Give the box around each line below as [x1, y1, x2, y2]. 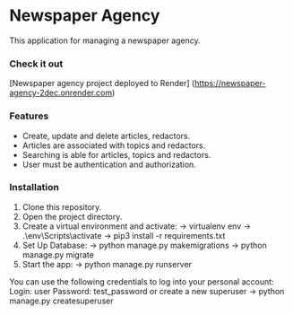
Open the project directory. [22, 211, 123, 222]
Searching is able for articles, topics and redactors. [22, 149, 211, 160]
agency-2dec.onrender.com [9, 87, 113, 99]
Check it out [9, 57, 64, 70]
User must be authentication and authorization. [22, 159, 197, 170]
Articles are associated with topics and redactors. [22, 140, 206, 151]
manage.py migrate [22, 249, 94, 260]
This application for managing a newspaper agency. [9, 35, 202, 46]
